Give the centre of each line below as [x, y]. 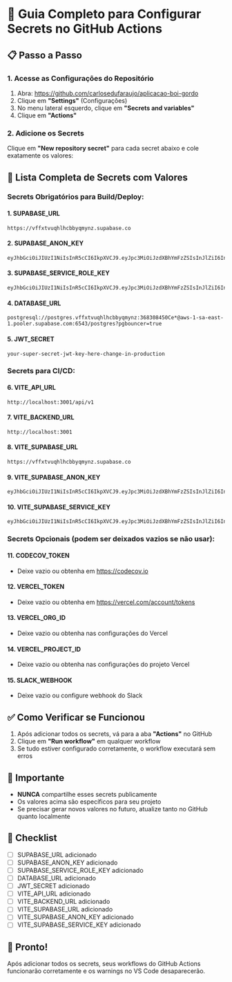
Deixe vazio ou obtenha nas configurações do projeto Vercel [103, 664]
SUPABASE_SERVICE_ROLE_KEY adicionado [80, 870]
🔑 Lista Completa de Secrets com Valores [98, 177]
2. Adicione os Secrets [46, 133]
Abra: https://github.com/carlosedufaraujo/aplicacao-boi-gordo [108, 93]
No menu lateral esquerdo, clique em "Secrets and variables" [106, 108]
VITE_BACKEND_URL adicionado [64, 902]
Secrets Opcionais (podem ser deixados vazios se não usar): [111, 539]
